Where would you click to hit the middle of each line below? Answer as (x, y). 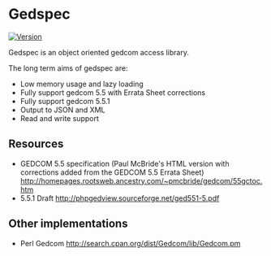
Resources (36, 144)
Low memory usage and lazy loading (82, 84)
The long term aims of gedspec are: (68, 68)
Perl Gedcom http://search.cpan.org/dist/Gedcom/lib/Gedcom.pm (130, 243)
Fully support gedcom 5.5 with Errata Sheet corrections (112, 92)
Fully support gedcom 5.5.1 (65, 101)
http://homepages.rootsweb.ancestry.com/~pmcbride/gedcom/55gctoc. (141, 180)
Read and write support (59, 118)
